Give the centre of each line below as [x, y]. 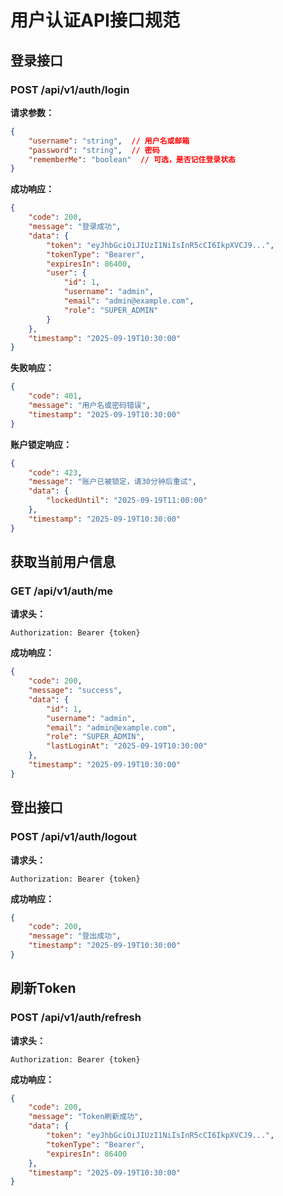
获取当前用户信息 [63, 562]
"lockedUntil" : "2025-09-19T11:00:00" [127, 501]
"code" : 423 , [55, 472]
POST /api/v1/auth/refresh [76, 1018]
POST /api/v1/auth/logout [74, 837]
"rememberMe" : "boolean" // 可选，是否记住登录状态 [132, 159]
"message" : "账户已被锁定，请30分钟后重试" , [112, 482]
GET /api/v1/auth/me [62, 591]
